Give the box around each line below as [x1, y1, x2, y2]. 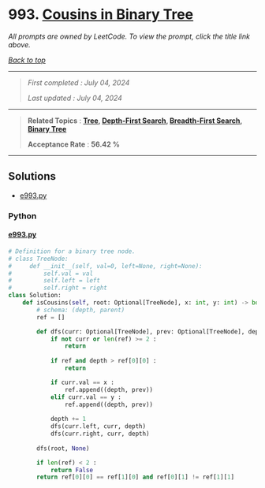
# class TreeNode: [8, 255, 69, 263]
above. [8, 39, 31, 49]
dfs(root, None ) [36, 444, 90, 453]
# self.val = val [8, 270, 93, 278]
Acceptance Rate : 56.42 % [27, 140, 120, 149]
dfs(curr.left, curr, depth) [50, 423, 147, 430]
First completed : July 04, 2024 [27, 77, 130, 88]
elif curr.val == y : [50, 393, 122, 401]
